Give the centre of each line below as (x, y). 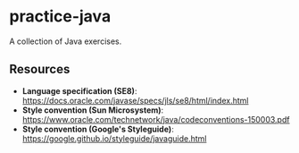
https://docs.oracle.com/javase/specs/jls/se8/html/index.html (135, 100)
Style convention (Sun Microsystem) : (93, 110)
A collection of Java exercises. (66, 41)
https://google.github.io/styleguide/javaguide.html (114, 138)
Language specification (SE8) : (79, 90)
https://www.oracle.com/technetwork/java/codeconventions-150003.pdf (156, 119)
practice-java (60, 17)
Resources (40, 69)
